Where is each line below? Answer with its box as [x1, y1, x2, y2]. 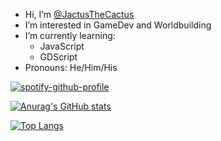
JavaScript [39, 40, 85, 52]
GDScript [39, 51, 78, 63]
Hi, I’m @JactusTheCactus [24, 9, 135, 20]
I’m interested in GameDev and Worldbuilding [24, 19, 212, 31]
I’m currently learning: [24, 30, 116, 41]
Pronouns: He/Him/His [24, 62, 118, 73]
